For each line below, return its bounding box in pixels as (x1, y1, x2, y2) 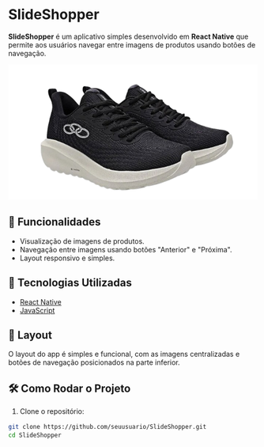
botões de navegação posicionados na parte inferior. (8, 358, 180, 367)
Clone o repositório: (19, 407, 85, 416)
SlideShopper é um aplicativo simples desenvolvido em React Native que (8, 32, 249, 41)
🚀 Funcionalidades (8, 215, 101, 229)
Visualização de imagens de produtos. (19, 236, 145, 246)
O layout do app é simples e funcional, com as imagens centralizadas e (8, 350, 240, 359)
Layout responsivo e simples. (19, 253, 115, 263)
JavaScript (19, 305, 55, 315)
